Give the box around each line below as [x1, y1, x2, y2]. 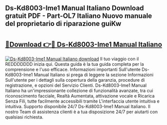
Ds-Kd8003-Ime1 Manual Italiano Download [5, 4, 144, 12]
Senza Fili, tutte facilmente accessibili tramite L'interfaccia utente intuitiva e [5, 98, 160, 104]
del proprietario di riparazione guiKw [5, 19, 121, 28]
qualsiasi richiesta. [5, 114, 44, 120]
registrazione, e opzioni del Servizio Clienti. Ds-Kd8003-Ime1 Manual [5, 82, 147, 88]
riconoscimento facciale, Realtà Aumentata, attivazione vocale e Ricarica [5, 93, 155, 99]
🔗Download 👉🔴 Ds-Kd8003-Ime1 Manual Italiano [5, 40, 163, 49]
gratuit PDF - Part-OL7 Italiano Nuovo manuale [5, 12, 152, 20]
